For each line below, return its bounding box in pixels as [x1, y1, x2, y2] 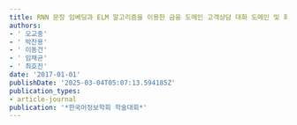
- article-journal [9, 94, 77, 104]
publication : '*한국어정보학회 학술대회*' [9, 103, 148, 112]
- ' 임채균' [9, 54, 48, 62]
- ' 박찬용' [9, 37, 48, 47]
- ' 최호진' [9, 62, 48, 71]
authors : [9, 21, 42, 30]
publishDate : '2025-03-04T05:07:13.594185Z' [9, 78, 176, 87]
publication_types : [9, 86, 81, 95]
